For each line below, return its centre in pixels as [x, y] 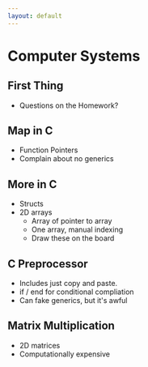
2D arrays [36, 212]
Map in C [30, 131]
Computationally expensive [65, 354]
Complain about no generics [66, 159]
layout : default [35, 16]
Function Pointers [49, 150]
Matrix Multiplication [61, 326]
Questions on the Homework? [69, 105]
